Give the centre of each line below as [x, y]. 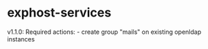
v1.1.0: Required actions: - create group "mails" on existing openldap [104, 32]
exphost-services [59, 13]
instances [21, 39]
